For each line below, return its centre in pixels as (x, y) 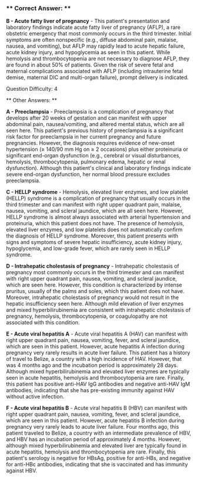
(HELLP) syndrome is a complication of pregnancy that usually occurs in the (98, 198)
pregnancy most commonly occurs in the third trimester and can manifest (95, 272)
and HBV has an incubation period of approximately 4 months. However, (94, 439)
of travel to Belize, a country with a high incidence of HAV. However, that (94, 359)
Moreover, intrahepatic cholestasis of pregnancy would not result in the (93, 297)
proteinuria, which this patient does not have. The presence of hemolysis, (95, 223)
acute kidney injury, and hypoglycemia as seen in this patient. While (88, 52)
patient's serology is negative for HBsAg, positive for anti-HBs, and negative (98, 458)
